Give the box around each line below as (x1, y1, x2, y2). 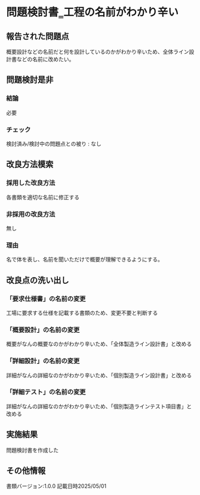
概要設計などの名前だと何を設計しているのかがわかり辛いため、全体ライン (6, 48, 189, 55)
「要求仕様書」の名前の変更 (6, 294, 86, 303)
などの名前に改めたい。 (16, 56, 75, 63)
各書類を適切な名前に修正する (6, 193, 79, 201)
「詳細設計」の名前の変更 (6, 357, 80, 365)
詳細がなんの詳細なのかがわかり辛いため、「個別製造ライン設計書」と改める (6, 372, 192, 379)
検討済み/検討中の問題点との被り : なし (6, 140, 101, 147)
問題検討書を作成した (6, 447, 59, 454)
